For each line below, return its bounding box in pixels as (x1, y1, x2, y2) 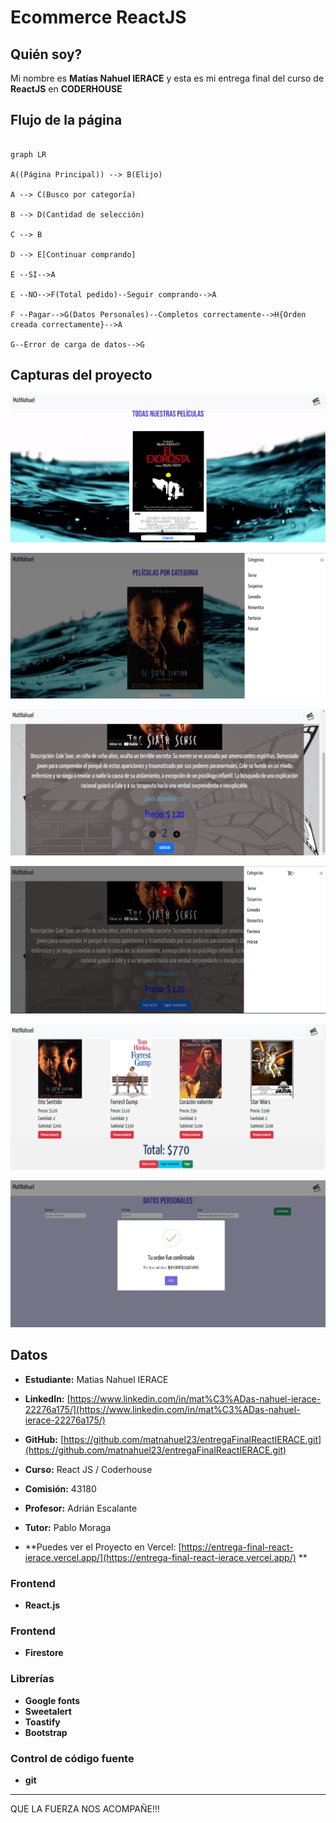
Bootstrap (24, 1726, 68, 1738)
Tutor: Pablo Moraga (24, 1521, 112, 1533)
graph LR (10, 149, 47, 160)
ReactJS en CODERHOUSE (10, 83, 123, 95)
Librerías (10, 1672, 55, 1686)
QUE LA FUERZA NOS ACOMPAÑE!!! (10, 1802, 161, 1815)
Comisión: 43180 (24, 1482, 97, 1495)
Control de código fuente (10, 1751, 135, 1765)
